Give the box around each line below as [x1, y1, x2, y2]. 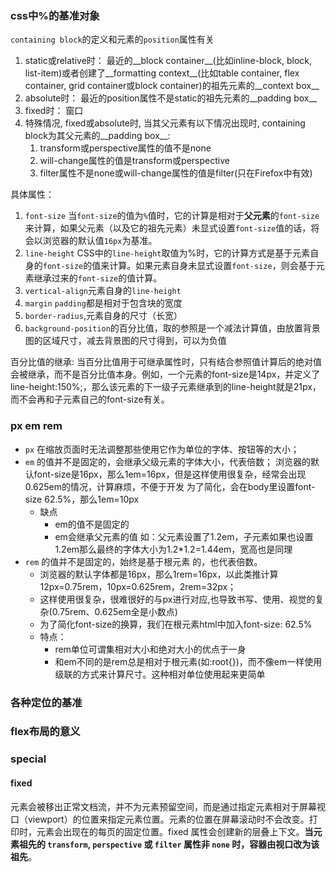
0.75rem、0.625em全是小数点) [51, 605, 178, 617]
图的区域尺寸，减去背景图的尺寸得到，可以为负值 [24, 335, 227, 347]
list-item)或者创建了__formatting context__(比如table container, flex [24, 67, 300, 79]
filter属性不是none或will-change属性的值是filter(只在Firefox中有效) [39, 167, 313, 179]
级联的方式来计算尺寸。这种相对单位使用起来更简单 [54, 668, 266, 680]
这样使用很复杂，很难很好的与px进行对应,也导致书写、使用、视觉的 [39, 593, 316, 605]
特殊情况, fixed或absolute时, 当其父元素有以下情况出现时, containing [24, 117, 306, 129]
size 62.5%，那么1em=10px [24, 493, 140, 505]
